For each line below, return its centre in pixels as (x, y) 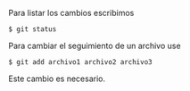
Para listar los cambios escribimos (71, 13)
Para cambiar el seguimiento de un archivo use (95, 45)
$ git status (33, 29)
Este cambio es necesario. (57, 79)
